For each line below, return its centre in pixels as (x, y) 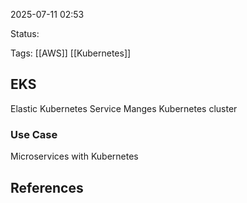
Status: (25, 33)
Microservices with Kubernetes (74, 156)
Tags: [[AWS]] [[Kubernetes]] (71, 53)
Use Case (34, 134)
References (47, 187)
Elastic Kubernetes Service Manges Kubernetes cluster (124, 108)
